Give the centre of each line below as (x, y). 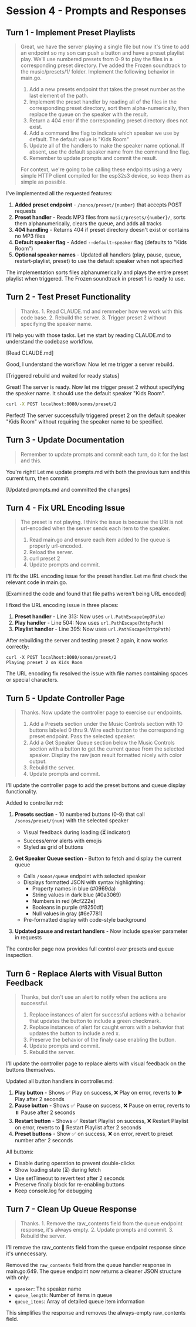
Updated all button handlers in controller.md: (60, 1081)
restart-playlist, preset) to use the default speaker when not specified (99, 261)
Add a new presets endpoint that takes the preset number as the (107, 89)
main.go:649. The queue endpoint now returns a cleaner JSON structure (94, 1271)
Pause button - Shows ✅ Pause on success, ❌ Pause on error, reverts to (102, 1105)
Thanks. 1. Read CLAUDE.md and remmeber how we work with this (102, 311)
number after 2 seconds (44, 1140)
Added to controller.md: (35, 803)
